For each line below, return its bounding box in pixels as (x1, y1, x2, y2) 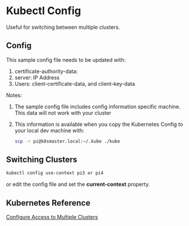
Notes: (6, 91, 22, 98)
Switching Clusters (6, 155, 77, 165)
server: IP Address (14, 74, 60, 81)
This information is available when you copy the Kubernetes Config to (14, 121, 183, 128)
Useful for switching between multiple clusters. (6, 24, 120, 31)
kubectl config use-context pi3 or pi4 (6, 170, 104, 176)
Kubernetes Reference (6, 198, 91, 208)
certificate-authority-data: (14, 68, 78, 75)
